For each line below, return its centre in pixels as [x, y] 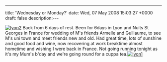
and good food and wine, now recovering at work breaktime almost [74, 43]
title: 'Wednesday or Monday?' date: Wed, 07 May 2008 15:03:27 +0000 [79, 13]
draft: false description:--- [32, 18]
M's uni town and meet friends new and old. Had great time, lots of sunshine [83, 38]
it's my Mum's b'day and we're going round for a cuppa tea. [66, 54]
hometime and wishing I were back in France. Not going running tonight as [82, 49]
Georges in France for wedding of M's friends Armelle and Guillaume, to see [83, 33]
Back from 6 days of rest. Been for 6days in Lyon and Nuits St [86, 28]
